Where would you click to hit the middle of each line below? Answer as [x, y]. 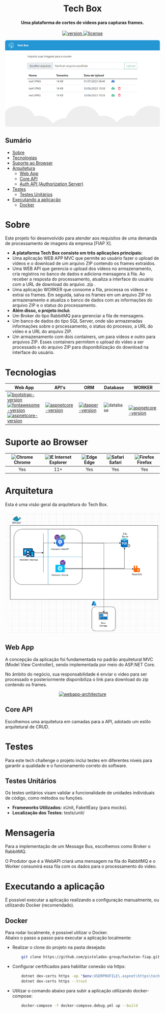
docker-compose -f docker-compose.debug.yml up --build [80, 1006]
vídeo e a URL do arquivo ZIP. [42, 332]
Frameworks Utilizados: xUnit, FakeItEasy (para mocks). [70, 808]
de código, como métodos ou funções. [44, 798]
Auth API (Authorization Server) [51, 184]
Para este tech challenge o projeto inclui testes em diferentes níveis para [79, 760]
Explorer [58, 462]
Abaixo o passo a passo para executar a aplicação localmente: [68, 938]
